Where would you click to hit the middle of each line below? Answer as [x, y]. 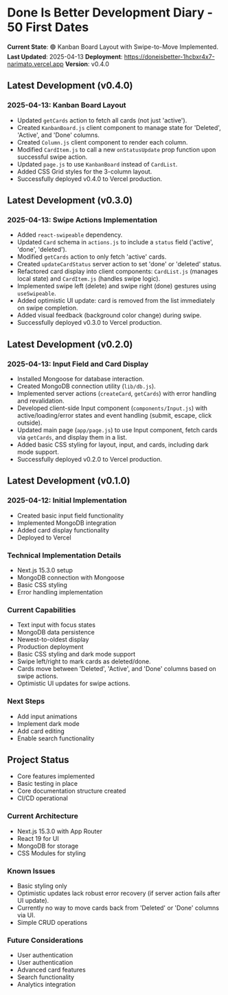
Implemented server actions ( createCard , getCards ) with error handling [117, 393]
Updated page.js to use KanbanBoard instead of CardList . [97, 164]
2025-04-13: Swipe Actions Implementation [82, 220]
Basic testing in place [47, 784]
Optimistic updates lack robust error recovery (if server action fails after [119, 893]
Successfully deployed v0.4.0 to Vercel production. [90, 179]
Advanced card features [51, 970]
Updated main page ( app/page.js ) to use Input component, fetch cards [117, 430]
